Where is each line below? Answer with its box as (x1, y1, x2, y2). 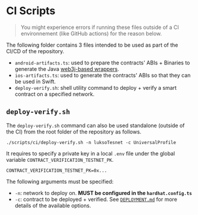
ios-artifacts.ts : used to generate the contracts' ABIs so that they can (14, 71, 191, 79)
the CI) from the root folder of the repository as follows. (6, 128, 142, 135)
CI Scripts (6, 4, 56, 18)
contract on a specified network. (14, 90, 95, 97)
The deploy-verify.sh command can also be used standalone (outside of (6, 122, 185, 129)
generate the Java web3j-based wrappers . (14, 65, 120, 72)
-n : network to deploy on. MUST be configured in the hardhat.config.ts (14, 189, 193, 196)
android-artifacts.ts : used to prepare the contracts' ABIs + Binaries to (14, 59, 190, 66)
